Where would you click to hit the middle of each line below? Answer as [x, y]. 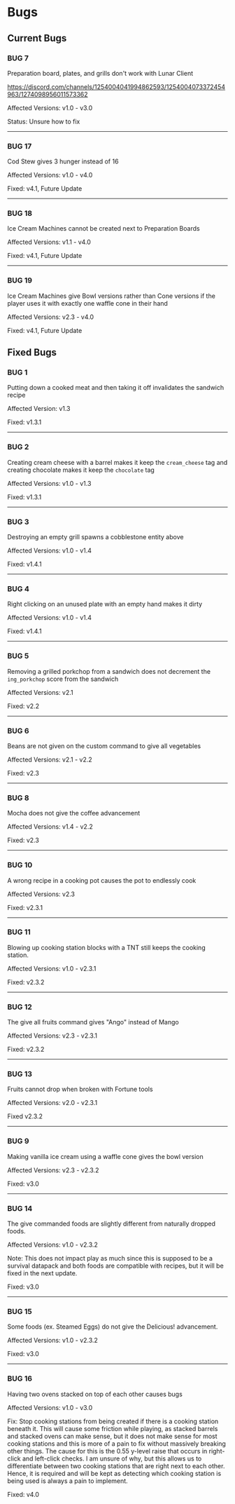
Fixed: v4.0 [23, 1494]
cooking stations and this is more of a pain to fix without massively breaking [116, 1443]
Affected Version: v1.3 [39, 409]
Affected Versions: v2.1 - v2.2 [50, 759]
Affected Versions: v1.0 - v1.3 [49, 483]
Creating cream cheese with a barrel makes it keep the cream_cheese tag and [117, 462]
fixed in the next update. [42, 1273]
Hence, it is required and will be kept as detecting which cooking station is [114, 1473]
